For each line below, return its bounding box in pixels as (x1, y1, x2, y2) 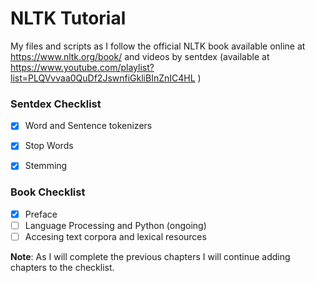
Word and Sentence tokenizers (24, 120, 153, 132)
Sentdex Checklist (10, 97, 102, 111)
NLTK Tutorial (10, 7, 127, 30)
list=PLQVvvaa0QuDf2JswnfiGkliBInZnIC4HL (10, 72, 196, 84)
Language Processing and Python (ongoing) (24, 219, 207, 231)
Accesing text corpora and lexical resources (24, 230, 207, 242)
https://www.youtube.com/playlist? (10, 61, 155, 73)
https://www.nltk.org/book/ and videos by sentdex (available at (10, 50, 270, 62)
